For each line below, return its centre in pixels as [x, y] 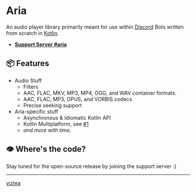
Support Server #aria [41, 44]
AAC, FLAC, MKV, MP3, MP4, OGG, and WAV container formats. [100, 93]
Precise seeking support [52, 105]
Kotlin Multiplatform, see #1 [56, 124]
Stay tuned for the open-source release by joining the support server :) [91, 166]
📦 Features [28, 63]
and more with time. [47, 130]
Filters [31, 86]
